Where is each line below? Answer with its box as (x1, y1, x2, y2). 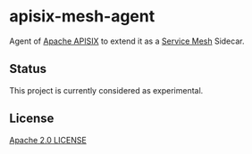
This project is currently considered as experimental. (9, 85, 204, 95)
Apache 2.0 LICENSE (9, 134, 87, 145)
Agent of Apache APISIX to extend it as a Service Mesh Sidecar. (9, 36, 245, 46)
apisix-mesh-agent (9, 6, 155, 27)
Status (9, 61, 47, 77)
